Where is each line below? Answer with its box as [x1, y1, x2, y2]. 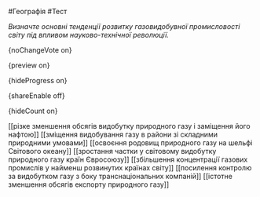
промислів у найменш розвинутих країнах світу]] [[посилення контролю [8, 163, 252, 172]
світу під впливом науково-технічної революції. [8, 31, 169, 39]
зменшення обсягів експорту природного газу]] [8, 180, 170, 189]
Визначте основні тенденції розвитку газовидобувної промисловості [8, 22, 240, 31]
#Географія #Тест [8, 7, 68, 16]
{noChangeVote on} [8, 46, 72, 54]
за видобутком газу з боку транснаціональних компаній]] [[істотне [8, 172, 233, 181]
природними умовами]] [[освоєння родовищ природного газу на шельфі [8, 138, 253, 148]
